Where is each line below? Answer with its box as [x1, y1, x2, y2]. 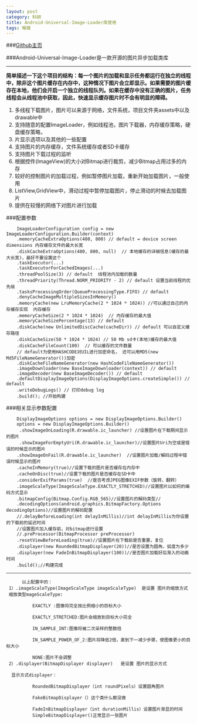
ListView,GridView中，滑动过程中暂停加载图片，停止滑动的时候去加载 [14, 187, 182, 194]
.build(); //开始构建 [16, 393, 66, 399]
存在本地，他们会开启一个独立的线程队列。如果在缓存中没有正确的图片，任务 [6, 87, 191, 94]
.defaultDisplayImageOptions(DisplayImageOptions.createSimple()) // [16, 376, 191, 382]
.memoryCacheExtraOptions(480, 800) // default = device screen [16, 236, 177, 242]
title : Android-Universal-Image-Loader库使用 [6, 19, 117, 25]
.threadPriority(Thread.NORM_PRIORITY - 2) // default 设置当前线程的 [16, 278, 186, 284]
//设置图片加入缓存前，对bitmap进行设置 [16, 526, 104, 532]
